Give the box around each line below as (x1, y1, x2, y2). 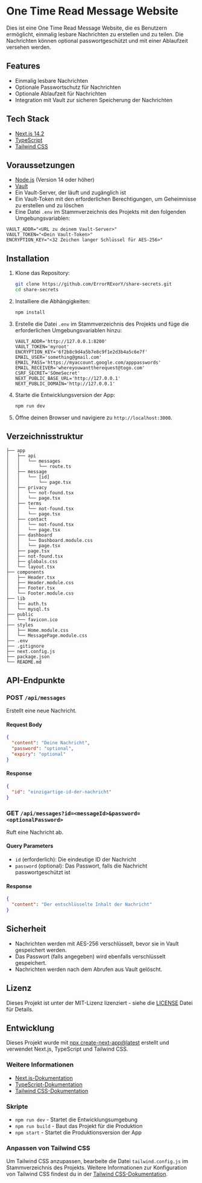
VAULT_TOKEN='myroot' (14, 343, 69, 350)
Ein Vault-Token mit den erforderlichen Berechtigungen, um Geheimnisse (14, 195, 197, 203)
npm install (14, 309, 45, 315)
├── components (6, 569, 45, 575)
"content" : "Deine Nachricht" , (11, 740, 90, 746)
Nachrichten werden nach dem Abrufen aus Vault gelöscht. (14, 965, 163, 973)
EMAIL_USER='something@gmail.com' (14, 354, 102, 360)
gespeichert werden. (14, 946, 67, 953)
